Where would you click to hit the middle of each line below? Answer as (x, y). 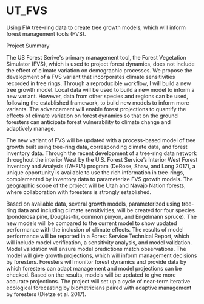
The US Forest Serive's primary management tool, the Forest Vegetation (96, 57)
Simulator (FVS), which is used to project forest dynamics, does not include (101, 64)
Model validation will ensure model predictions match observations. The (96, 249)
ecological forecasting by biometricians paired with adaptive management (99, 288)
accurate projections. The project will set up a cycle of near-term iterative (98, 281)
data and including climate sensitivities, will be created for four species (106, 210)
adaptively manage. (31, 128)
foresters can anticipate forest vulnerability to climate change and (89, 122)
